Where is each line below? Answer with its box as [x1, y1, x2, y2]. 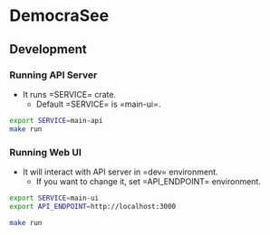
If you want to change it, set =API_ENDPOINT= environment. [35, 175, 261, 186]
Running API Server [9, 69, 98, 81]
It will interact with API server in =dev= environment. [22, 166, 219, 177]
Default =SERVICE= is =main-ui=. [35, 99, 161, 109]
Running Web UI [9, 146, 82, 158]
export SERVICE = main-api [9, 116, 103, 125]
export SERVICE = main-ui [9, 193, 100, 202]
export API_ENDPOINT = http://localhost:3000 [9, 202, 177, 211]
